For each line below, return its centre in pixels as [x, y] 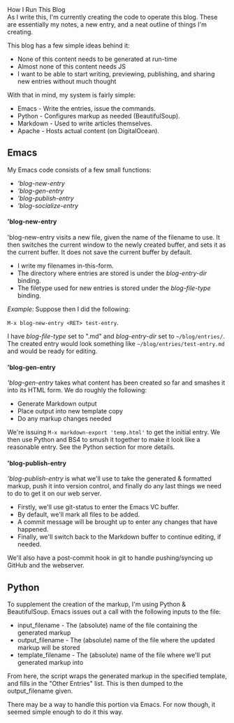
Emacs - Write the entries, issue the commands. [86, 109]
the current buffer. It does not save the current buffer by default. [100, 252]
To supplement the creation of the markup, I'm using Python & [97, 605]
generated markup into [50, 663]
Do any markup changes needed [64, 419]
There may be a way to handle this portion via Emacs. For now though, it [111, 705]
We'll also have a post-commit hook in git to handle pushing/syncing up [110, 558]
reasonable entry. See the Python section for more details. [91, 447]
